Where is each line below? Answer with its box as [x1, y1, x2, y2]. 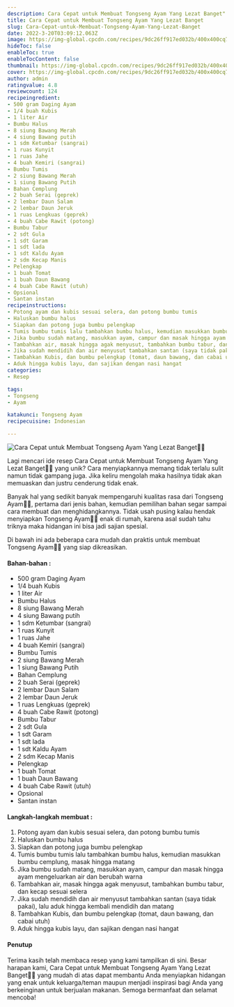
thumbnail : [7, 62, 39, 69]
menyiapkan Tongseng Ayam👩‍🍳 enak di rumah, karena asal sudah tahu [7, 515, 211, 523]
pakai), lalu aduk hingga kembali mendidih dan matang [17, 902, 174, 911]
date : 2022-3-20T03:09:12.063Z [7, 29, 98, 37]
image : [7, 36, 26, 43]
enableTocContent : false [7, 56, 79, 63]
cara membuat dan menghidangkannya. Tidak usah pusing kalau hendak [7, 507, 216, 515]
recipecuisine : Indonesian [7, 418, 86, 425]
